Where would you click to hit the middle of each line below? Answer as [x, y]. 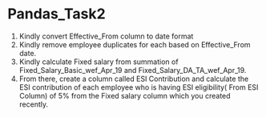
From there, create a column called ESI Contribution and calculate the [134, 79]
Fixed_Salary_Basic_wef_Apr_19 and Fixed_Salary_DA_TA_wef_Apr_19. [133, 70]
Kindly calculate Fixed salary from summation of [99, 62]
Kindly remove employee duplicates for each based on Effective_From [135, 44]
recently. [34, 104]
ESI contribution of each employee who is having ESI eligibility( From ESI [139, 87]
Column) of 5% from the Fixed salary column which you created [125, 95]
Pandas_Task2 [56, 14]
